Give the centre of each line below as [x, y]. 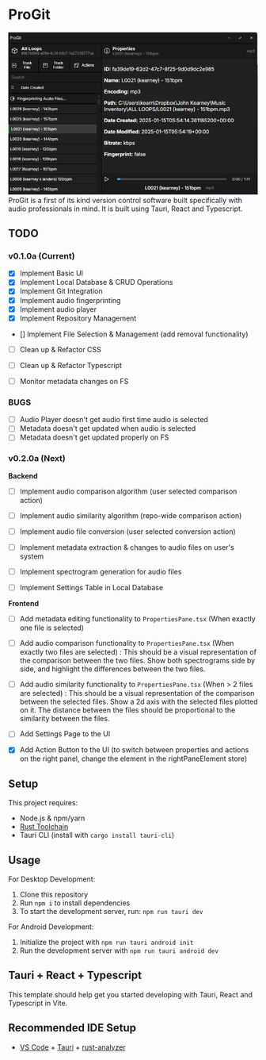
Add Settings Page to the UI [65, 734]
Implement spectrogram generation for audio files [101, 571]
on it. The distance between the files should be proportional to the [127, 710]
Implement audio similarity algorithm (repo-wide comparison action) [131, 515]
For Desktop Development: [52, 879]
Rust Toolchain [44, 827]
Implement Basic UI [51, 273]
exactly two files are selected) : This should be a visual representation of [138, 652]
